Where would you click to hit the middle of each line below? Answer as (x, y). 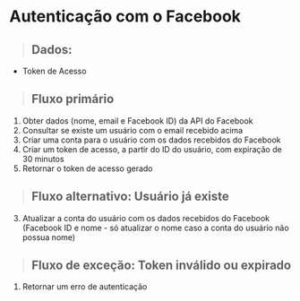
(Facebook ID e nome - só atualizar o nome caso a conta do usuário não (155, 228)
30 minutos (43, 159)
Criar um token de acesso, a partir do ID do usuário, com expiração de (152, 149)
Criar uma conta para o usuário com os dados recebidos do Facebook (151, 140)
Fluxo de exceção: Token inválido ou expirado (161, 266)
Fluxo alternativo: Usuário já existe (130, 197)
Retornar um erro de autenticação (85, 287)
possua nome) (49, 237)
